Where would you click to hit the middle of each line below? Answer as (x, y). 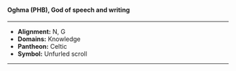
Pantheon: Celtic (42, 47)
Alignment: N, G (41, 32)
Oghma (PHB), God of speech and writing (68, 10)
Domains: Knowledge (49, 39)
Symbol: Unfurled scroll (52, 54)
